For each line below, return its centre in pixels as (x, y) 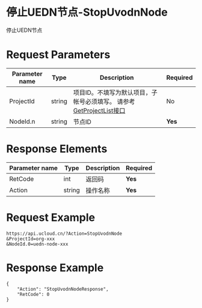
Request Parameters (58, 55)
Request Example (50, 217)
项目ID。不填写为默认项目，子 (115, 92)
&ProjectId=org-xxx (31, 239)
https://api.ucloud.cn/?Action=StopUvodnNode (64, 234)
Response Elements (57, 149)
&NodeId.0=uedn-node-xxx (37, 244)
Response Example (55, 267)
